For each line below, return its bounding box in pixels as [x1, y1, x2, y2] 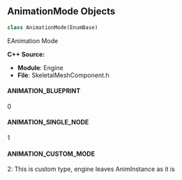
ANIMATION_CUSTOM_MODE [7, 149, 96, 158]
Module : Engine [17, 63, 64, 72]
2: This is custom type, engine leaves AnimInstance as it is [7, 165, 176, 173]
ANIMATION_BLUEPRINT [7, 87, 81, 95]
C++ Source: [7, 50, 45, 58]
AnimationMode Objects [7, 6, 116, 17]
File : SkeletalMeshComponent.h [17, 71, 109, 79]
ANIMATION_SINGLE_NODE [7, 118, 89, 126]
